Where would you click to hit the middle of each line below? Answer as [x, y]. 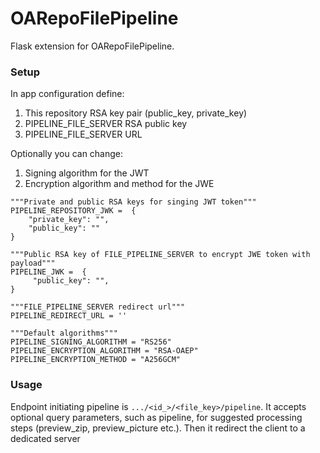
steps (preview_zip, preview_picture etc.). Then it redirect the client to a [158, 428]
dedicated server [45, 438]
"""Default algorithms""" [64, 333]
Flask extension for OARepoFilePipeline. [92, 46]
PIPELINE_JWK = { [48, 272]
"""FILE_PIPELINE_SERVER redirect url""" [98, 307]
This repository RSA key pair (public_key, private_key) [136, 113]
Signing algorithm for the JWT [87, 173]
